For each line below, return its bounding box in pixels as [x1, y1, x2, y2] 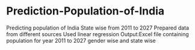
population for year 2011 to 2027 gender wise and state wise [6, 37, 156, 44]
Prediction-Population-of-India [6, 4, 164, 18]
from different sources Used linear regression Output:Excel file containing [6, 30, 189, 37]
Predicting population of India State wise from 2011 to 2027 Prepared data [6, 24, 190, 31]
